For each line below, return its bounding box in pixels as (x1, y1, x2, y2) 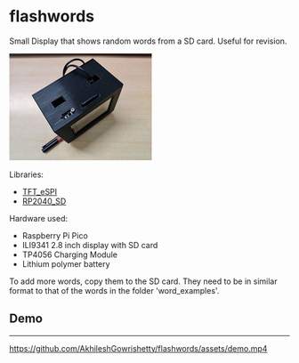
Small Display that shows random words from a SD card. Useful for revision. (9, 36, 287, 46)
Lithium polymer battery (21, 258, 110, 269)
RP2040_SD (21, 196, 67, 206)
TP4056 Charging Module (21, 249, 118, 260)
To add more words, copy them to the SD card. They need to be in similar (9, 276, 278, 286)
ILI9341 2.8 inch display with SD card (21, 239, 158, 250)
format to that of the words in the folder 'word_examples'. (9, 285, 220, 295)
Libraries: (9, 169, 44, 180)
